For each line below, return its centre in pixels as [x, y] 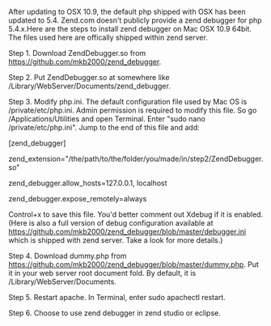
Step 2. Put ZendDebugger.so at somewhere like [89, 77]
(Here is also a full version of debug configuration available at [111, 223]
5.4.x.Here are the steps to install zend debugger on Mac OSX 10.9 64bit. [130, 29]
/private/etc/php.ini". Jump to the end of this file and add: [104, 127]
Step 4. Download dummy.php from [68, 256]
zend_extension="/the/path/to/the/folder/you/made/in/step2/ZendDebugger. [136, 159]
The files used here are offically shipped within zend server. [108, 37]
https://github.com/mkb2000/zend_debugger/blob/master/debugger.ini [127, 231]
